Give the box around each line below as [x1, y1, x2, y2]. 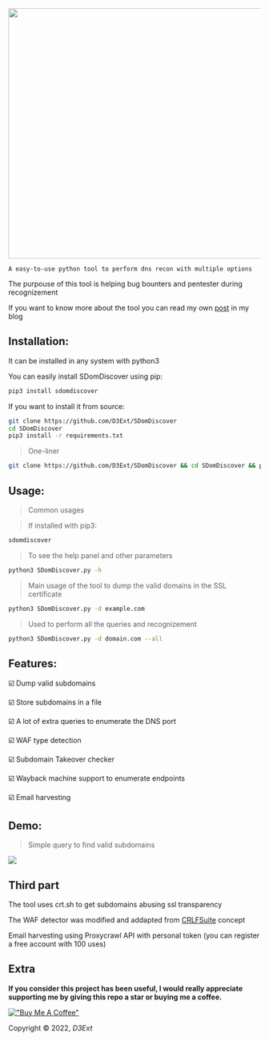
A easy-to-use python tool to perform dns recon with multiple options [8, 265, 252, 273]
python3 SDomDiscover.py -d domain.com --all [8, 634, 163, 643]
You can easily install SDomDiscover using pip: [8, 372, 163, 381]
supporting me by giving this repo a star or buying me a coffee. [8, 992, 223, 1002]
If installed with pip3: [27, 520, 98, 530]
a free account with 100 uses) [8, 939, 106, 948]
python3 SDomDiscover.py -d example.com [8, 605, 146, 613]
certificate [27, 589, 62, 599]
